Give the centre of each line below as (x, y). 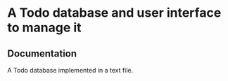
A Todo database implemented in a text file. (70, 70)
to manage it (45, 28)
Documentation (42, 53)
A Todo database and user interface (114, 13)
